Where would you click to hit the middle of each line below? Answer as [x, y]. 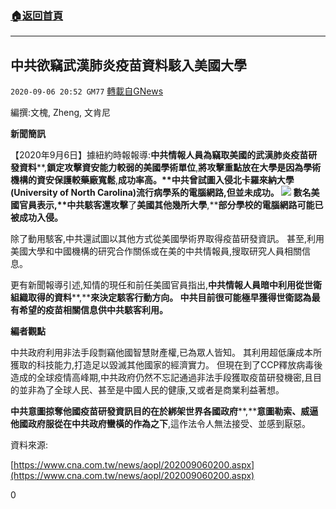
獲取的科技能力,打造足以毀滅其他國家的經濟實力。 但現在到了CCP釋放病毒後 [166, 365]
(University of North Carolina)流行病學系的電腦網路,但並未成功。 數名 [161, 193]
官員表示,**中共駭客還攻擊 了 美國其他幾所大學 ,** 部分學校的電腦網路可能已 [171, 205]
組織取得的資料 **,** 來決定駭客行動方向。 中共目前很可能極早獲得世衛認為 [161, 298]
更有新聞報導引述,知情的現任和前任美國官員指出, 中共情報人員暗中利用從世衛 [166, 285]
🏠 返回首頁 [37, 15]
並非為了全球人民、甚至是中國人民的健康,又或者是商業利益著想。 [151, 390]
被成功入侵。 [36, 218]
